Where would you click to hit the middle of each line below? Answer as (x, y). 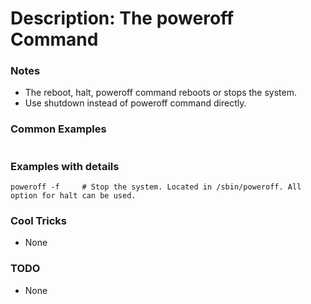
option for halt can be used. (73, 196)
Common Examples (58, 129)
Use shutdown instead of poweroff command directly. (135, 103)
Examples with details (65, 166)
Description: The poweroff (122, 18)
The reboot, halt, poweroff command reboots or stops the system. (161, 93)
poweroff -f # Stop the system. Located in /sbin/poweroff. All (156, 187)
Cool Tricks (38, 220)
